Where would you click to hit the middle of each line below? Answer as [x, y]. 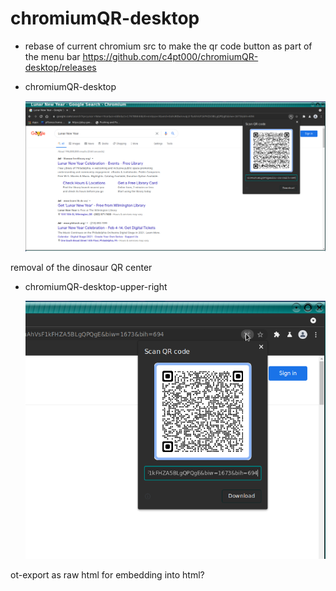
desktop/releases [60, 67]
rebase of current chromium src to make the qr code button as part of [168, 46]
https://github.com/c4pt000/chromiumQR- [170, 56]
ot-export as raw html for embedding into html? [107, 575]
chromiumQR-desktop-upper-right [96, 286]
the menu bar [52, 56]
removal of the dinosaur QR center [81, 267]
